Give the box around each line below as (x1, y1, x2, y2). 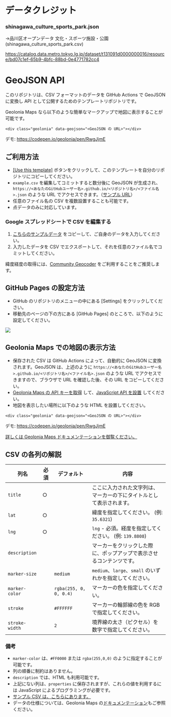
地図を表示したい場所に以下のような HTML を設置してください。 (12, 402, 149, 408)
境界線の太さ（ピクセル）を (92, 618, 159, 625)
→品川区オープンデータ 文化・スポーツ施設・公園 (5, 35, 109, 41)
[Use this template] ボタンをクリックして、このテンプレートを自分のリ (12, 167, 161, 173)
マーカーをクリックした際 (92, 542, 154, 549)
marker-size (8, 571, 37, 577)
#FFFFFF (54, 605, 73, 611)
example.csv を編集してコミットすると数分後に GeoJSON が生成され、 (12, 180, 161, 186)
